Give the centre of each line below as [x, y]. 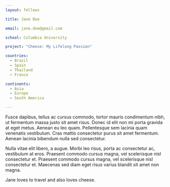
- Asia [17, 89]
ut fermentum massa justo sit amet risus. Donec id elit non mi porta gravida [84, 122]
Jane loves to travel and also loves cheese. [50, 180]
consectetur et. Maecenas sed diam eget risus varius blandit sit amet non [82, 165]
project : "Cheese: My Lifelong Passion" [49, 47]
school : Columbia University [36, 38]
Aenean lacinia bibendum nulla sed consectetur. [55, 138]
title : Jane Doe [22, 19]
